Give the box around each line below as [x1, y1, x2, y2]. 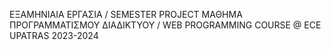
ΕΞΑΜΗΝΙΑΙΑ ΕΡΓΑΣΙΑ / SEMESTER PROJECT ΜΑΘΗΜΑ [9, 9, 243, 20]
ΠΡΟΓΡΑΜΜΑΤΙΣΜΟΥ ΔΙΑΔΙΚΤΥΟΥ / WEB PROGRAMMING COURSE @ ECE [9, 19, 322, 31]
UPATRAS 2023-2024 [9, 30, 99, 41]
